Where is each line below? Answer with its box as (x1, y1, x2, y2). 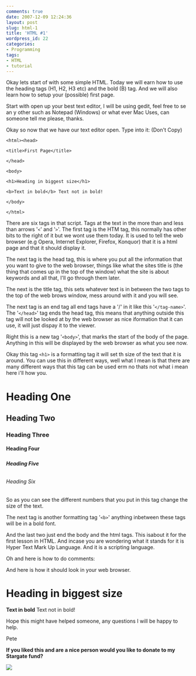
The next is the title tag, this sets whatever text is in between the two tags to (6, 286, 190, 293)
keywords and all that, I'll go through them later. (6, 274, 121, 281)
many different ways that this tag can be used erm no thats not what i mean (6, 363, 188, 370)
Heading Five (6, 460, 39, 467)
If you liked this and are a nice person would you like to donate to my (6, 647, 176, 653)
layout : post (6, 19, 38, 25)
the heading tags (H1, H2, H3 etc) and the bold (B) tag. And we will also (6, 85, 178, 92)
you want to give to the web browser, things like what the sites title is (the (6, 262, 183, 269)
